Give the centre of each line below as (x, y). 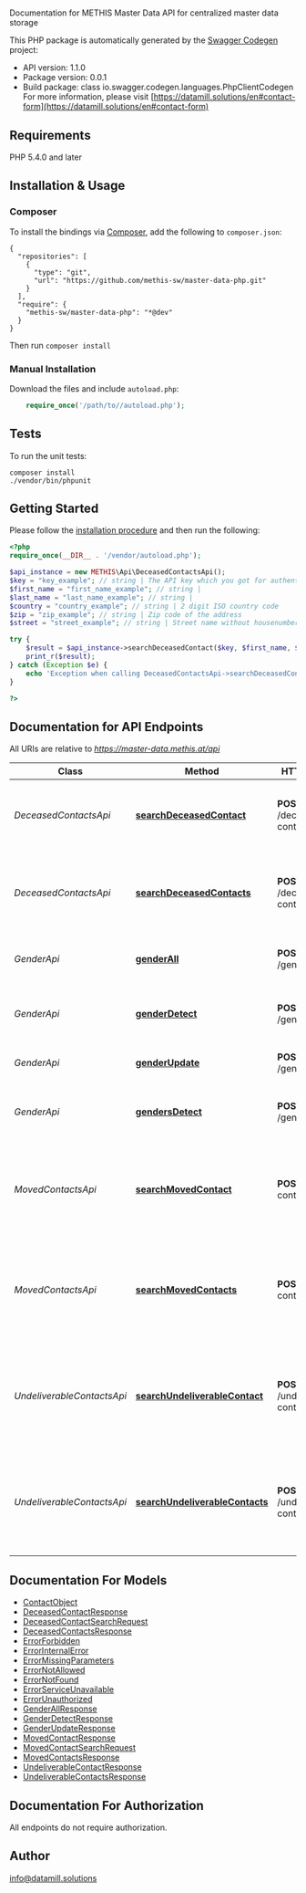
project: (24, 50)
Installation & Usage (67, 186)
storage (24, 23)
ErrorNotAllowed (54, 1670)
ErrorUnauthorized (57, 1700)
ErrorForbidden (51, 1641)
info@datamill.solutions (53, 1877)
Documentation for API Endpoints (107, 727)
